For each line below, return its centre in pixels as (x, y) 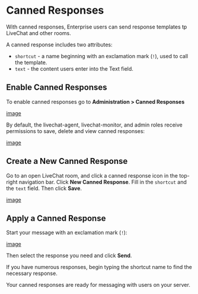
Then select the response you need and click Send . (69, 255)
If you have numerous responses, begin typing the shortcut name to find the (99, 267)
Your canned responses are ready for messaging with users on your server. (98, 285)
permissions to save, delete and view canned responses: (76, 131)
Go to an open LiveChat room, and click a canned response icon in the (92, 175)
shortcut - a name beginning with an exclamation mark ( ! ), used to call (101, 56)
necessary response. (32, 273)
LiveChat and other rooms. (39, 33)
